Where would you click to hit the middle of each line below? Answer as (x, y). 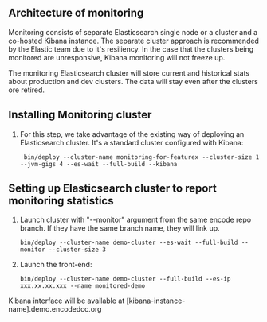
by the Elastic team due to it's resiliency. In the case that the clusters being (131, 49)
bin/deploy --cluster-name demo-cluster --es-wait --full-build (129, 243)
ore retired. (27, 90)
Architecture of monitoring (76, 13)
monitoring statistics (61, 201)
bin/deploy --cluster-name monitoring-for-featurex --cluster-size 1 (141, 157)
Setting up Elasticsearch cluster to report (113, 189)
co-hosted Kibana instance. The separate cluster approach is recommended (133, 41)
